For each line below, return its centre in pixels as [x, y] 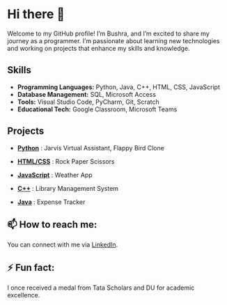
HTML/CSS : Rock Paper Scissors [66, 161]
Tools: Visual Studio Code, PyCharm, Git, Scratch [88, 102]
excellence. [24, 295]
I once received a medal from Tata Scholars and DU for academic [101, 288]
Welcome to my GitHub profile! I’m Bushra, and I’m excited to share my [109, 33]
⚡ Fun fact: [31, 267]
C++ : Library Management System [68, 188]
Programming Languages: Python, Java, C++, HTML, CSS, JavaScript [119, 87]
